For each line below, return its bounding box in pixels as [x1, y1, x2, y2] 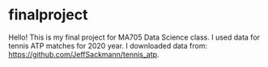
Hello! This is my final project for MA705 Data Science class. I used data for [8, 32, 261, 42]
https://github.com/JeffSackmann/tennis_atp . [8, 49, 160, 59]
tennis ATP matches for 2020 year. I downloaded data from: [8, 40, 208, 50]
